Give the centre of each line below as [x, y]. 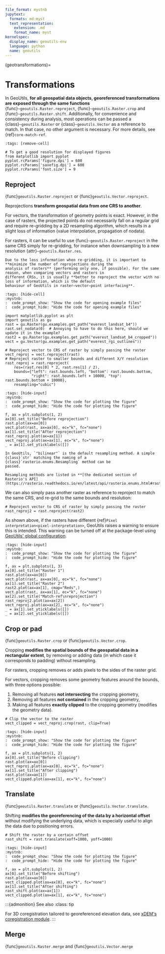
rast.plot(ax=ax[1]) [26, 775]
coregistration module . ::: [30, 919]
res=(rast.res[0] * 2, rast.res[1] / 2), [57, 367]
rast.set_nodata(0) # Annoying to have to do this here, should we [77, 329]
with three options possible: [33, 685]
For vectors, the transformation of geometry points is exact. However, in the [82, 215]
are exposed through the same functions [47, 103]
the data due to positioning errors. [40, 826]
